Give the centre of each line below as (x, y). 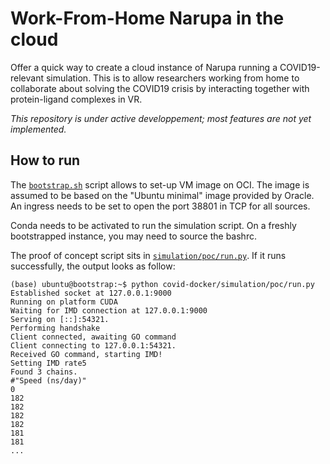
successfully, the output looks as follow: (93, 266)
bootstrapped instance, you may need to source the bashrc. (133, 236)
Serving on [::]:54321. (60, 319)
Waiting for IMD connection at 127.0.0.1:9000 (109, 310)
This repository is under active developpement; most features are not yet (161, 118)
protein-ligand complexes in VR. (76, 99)
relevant (27, 78)
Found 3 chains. (44, 372)
